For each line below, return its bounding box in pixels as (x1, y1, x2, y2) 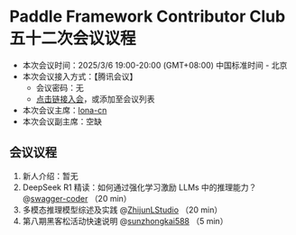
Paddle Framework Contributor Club (9, 6, 286, 27)
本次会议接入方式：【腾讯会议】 (22, 70, 138, 82)
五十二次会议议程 (9, 29, 137, 49)
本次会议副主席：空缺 (22, 115, 102, 127)
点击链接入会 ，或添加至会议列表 (35, 93, 155, 104)
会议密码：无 (35, 82, 84, 93)
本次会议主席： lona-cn (22, 104, 107, 115)
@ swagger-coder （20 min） (22, 193, 133, 203)
